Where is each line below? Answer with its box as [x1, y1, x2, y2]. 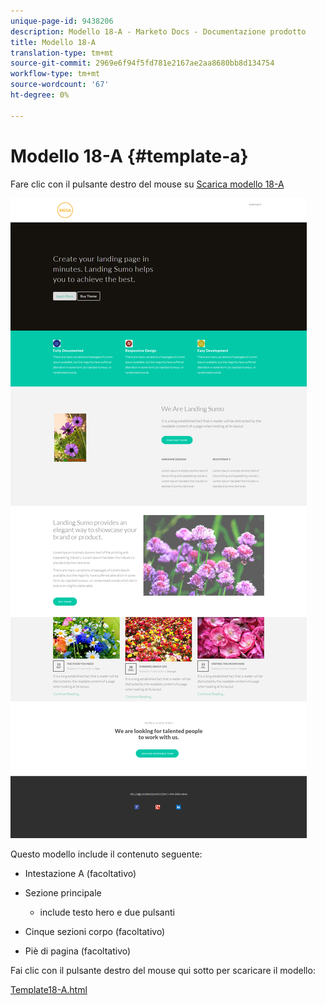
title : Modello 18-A [10, 37, 97, 47]
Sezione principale [24, 886, 102, 899]
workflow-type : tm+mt [10, 69, 101, 79]
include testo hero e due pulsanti [39, 906, 175, 918]
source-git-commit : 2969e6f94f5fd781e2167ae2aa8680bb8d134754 [10, 58, 275, 69]
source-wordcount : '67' [10, 80, 110, 90]
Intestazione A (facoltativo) [24, 867, 137, 879]
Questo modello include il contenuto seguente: [10, 848, 203, 860]
